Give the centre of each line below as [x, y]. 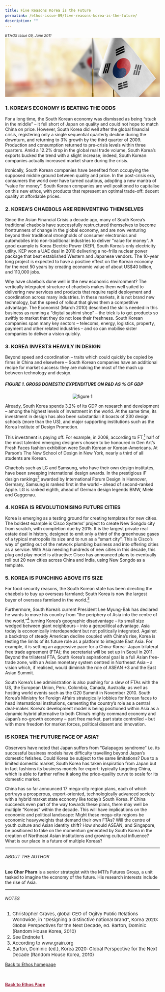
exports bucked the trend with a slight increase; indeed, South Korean [76, 155]
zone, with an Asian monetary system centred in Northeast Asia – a [85, 662]
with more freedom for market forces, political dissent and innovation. [76, 724]
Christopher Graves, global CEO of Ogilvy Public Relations [75, 914]
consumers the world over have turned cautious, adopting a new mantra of [81, 180]
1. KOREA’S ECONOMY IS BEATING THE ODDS [61, 108]
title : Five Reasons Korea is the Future [48, 10]
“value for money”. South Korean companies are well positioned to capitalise [82, 186]
